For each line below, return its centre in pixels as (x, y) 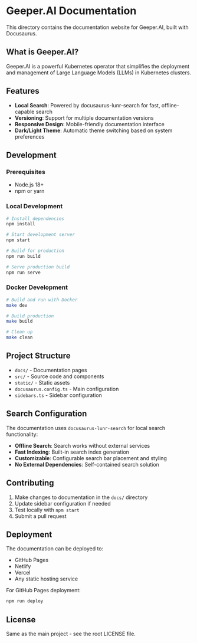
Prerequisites (26, 172)
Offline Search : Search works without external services (82, 445)
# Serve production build (38, 267)
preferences (29, 136)
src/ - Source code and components (59, 376)
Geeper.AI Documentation (71, 11)
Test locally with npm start (47, 510)
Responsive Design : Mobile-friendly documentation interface (90, 124)
